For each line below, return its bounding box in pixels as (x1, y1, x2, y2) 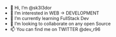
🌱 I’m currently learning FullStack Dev (10, 15, 89, 21)
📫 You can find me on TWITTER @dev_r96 (10, 26, 101, 32)
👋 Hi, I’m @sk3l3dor (10, 5, 52, 10)
